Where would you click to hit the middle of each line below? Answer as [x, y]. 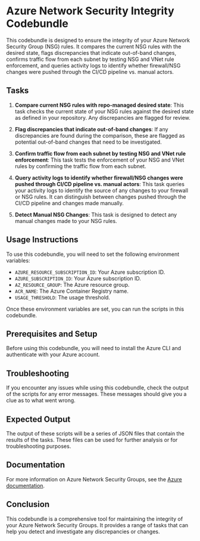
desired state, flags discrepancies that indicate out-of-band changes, [91, 52]
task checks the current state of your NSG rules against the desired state [104, 111]
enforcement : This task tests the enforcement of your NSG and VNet [99, 160]
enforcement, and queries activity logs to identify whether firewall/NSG [93, 65]
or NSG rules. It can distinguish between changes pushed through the [100, 197]
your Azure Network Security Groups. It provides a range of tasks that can [97, 525]
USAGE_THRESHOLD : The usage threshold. [62, 297]
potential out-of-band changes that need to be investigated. [88, 142]
